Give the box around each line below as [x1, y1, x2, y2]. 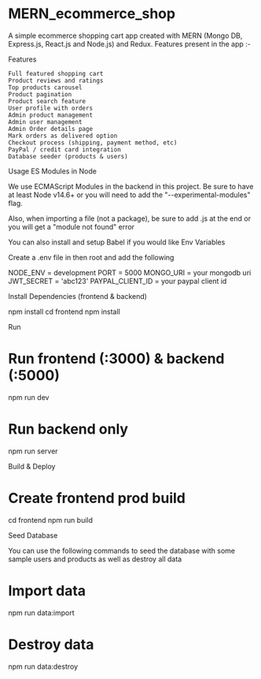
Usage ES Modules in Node [8, 166, 97, 176]
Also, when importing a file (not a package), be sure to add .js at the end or [8, 214, 252, 223]
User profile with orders [8, 104, 93, 112]
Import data [8, 581, 86, 599]
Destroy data [8, 636, 94, 653]
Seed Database [8, 530, 58, 540]
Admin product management [8, 111, 93, 119]
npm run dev [8, 392, 50, 402]
